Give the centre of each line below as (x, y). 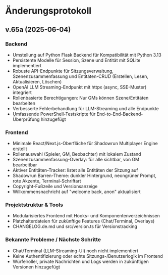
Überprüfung (26, 119)
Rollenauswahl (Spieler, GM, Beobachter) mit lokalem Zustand (77, 154)
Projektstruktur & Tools (34, 205)
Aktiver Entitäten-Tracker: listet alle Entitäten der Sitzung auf (75, 170)
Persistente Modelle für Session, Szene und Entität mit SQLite (76, 60)
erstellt (20, 149)
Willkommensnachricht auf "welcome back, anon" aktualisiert (76, 192)
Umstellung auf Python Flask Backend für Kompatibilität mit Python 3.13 (87, 55)
